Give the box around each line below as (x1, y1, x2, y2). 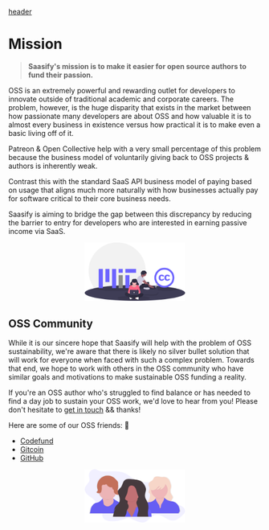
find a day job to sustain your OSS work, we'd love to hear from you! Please (8, 396, 259, 406)
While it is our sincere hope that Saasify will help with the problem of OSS (8, 338, 251, 348)
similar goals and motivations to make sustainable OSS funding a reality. (8, 372, 247, 382)
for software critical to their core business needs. (8, 193, 171, 203)
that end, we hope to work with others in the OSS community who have (8, 364, 244, 373)
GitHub (19, 454, 44, 463)
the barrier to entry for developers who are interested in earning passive (8, 217, 247, 228)
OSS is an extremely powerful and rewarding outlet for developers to (8, 85, 235, 95)
